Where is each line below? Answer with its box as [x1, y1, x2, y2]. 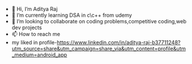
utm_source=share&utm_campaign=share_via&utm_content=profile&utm [11, 45, 186, 52]
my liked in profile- [11, 39, 57, 46]
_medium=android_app [11, 51, 67, 58]
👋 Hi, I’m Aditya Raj [11, 6, 58, 12]
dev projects [11, 24, 42, 31]
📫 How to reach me [11, 31, 60, 37]
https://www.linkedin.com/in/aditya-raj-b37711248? [56, 39, 181, 46]
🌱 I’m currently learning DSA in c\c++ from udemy [11, 12, 132, 19]
